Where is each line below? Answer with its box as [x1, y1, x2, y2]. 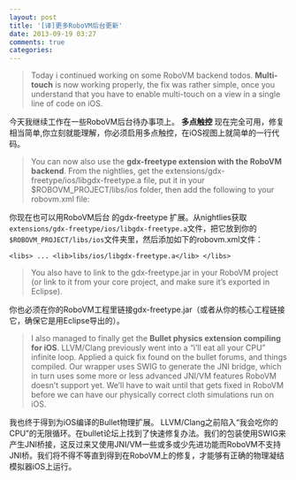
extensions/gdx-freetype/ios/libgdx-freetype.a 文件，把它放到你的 [9, 223, 258, 234]
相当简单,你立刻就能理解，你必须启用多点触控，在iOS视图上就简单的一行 [9, 127, 272, 138]
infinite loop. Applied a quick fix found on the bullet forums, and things [30, 352, 287, 362]
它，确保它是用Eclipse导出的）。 [9, 316, 125, 326]
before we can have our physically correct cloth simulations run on [30, 390, 274, 400]
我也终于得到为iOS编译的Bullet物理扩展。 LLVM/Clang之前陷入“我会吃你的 [9, 417, 278, 428]
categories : [9, 46, 53, 55]
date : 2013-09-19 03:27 [9, 29, 97, 38]
